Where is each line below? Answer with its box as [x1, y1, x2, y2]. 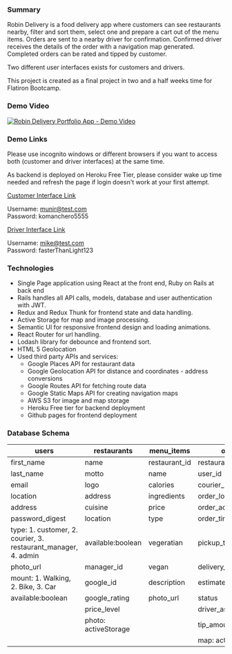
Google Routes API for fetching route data [27, 382, 147, 390]
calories [148, 480, 175, 490]
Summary [7, 5, 41, 15]
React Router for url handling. [17, 330, 101, 339]
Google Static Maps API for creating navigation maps [27, 389, 178, 398]
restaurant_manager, [10, 542, 78, 552]
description [148, 578, 185, 588]
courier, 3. [10, 534, 44, 544]
